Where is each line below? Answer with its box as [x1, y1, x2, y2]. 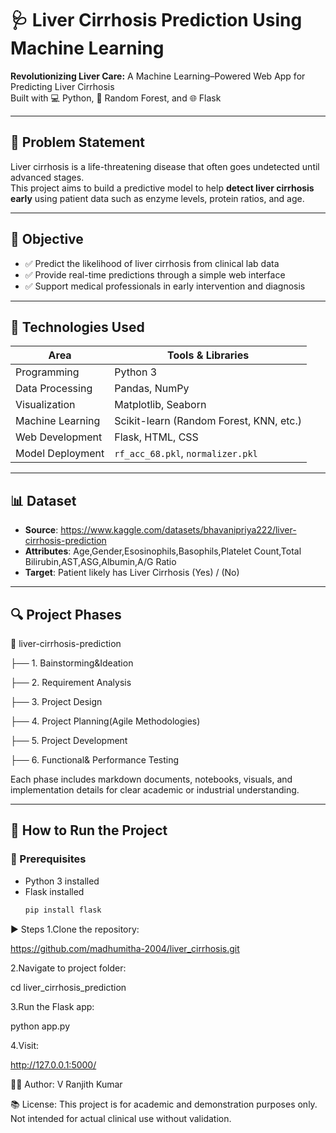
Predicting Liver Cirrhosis [10, 80, 115, 92]
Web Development [15, 430, 103, 444]
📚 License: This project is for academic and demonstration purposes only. [10, 1098, 318, 1110]
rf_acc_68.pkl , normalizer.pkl [114, 447, 258, 461]
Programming [15, 365, 80, 379]
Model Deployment [15, 447, 105, 461]
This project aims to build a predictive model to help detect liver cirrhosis [10, 182, 315, 194]
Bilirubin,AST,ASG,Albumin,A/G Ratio [24, 556, 177, 568]
